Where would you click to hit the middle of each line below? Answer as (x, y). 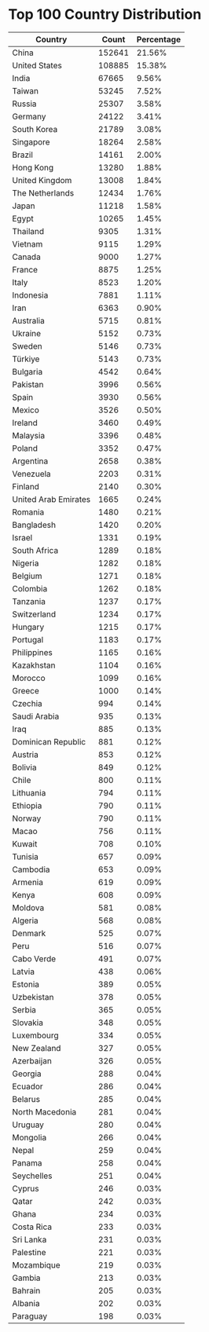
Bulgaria (27, 371)
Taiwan (26, 90)
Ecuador (27, 1086)
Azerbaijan (32, 1060)
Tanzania (29, 601)
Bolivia (24, 767)
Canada (26, 257)
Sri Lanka (29, 1239)
